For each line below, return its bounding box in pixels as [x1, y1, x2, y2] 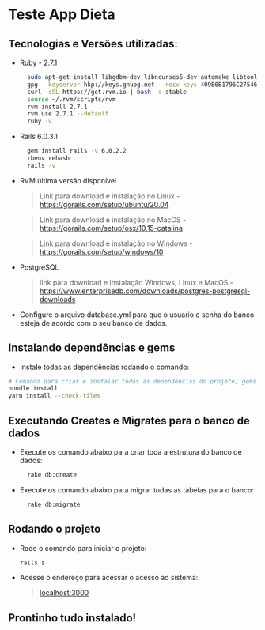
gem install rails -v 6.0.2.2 [27, 147, 127, 155]
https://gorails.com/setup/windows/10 [39, 247, 164, 256]
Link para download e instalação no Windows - [39, 239, 193, 248]
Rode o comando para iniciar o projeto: [19, 543, 147, 553]
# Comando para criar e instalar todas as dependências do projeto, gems [8, 377, 257, 385]
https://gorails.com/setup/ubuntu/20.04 [39, 199, 169, 209]
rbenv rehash [27, 154, 70, 162]
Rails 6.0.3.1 [19, 132, 58, 141]
